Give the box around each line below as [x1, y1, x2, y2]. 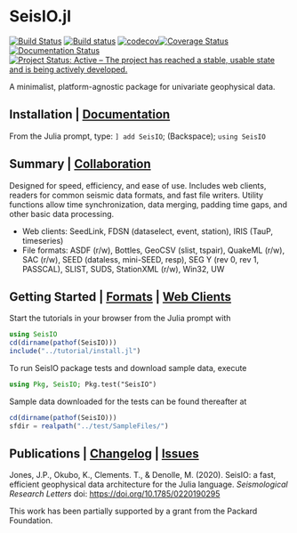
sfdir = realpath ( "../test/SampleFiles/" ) [9, 421, 169, 431]
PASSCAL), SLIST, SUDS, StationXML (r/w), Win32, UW [21, 263, 225, 274]
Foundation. [9, 515, 53, 526]
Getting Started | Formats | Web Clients [9, 289, 232, 304]
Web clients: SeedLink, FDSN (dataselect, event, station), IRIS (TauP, [21, 225, 274, 237]
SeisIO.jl [9, 6, 72, 27]
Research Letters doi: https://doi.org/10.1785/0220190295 [9, 489, 221, 499]
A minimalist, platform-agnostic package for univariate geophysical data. [9, 81, 276, 92]
